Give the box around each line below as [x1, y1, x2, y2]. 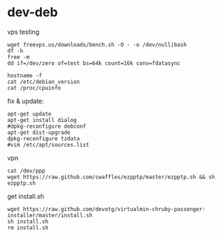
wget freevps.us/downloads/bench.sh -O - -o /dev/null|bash [7, 41, 188, 48]
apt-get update [7, 110, 52, 117]
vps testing [7, 28, 40, 36]
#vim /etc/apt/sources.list [7, 141, 90, 148]
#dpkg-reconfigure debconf [7, 123, 86, 130]
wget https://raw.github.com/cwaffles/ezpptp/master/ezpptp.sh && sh [7, 174, 216, 181]
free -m [7, 54, 30, 61]
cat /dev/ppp [7, 167, 46, 174]
